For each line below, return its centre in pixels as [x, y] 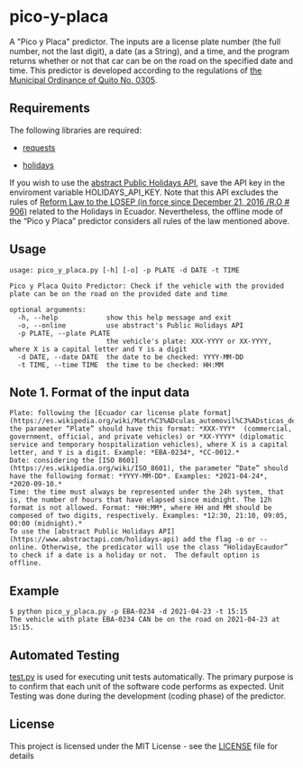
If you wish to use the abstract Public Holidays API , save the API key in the [147, 182]
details [22, 755]
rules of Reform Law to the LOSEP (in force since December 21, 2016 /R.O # [150, 201]
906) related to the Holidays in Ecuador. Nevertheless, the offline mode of [147, 211]
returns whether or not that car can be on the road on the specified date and [151, 60]
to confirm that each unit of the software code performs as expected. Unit [147, 686]
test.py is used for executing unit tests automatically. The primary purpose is [151, 677]
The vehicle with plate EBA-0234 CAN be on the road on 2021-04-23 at [145, 620]
